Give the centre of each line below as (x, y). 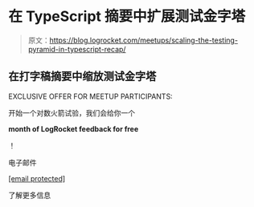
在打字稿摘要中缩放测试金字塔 (82, 77)
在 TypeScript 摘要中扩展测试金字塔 (127, 16)
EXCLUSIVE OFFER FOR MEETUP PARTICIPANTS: (90, 96)
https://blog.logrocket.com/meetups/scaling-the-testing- (144, 40)
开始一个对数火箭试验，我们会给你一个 (72, 112)
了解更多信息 (29, 195)
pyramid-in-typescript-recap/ (77, 49)
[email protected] (37, 178)
